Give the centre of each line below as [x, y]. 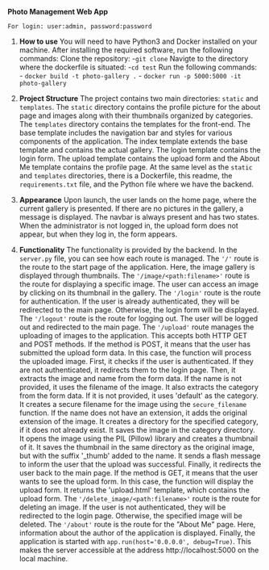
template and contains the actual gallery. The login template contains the [140, 150]
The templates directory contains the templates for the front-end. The [135, 124]
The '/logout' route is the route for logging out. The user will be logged [139, 319]
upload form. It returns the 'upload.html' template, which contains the [134, 490]
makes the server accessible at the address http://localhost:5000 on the [139, 550]
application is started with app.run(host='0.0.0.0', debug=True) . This [135, 541]
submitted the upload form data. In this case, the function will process [135, 353]
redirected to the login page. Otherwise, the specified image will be [130, 516]
